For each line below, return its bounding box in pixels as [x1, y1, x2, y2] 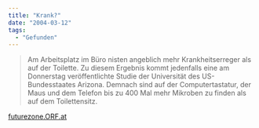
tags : [8, 26, 26, 34]
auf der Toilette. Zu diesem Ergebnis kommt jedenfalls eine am [27, 64, 230, 73]
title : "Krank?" [8, 11, 61, 20]
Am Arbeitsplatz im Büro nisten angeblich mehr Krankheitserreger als [27, 55, 252, 64]
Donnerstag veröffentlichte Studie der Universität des [27, 71, 200, 81]
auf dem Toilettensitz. [27, 97, 98, 106]
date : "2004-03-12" [8, 19, 72, 27]
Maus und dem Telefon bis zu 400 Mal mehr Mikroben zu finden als [27, 88, 247, 98]
